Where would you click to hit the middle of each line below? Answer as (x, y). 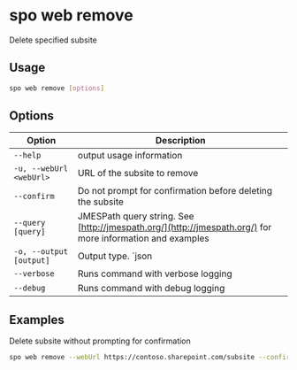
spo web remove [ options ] (57, 88)
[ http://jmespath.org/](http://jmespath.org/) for (175, 227)
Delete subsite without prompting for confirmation (100, 341)
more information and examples (144, 238)
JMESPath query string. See (136, 216)
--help (27, 155)
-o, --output (41, 252)
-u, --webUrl (41, 169)
